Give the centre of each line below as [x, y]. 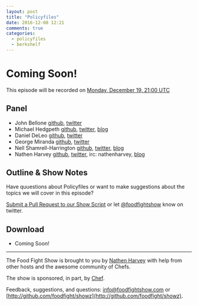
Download [25, 229]
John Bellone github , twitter [48, 123]
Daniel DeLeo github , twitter [49, 135]
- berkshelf [26, 45]
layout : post [22, 12]
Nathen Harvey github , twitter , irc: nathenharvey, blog [80, 154]
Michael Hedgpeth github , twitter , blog [61, 129]
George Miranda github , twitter [52, 142]
